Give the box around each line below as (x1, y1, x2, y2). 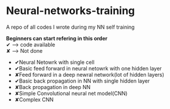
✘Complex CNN (14, 96, 54, 103)
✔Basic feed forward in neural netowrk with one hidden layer (14, 64, 162, 71)
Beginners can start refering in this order (6, 35, 108, 42)
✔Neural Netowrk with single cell (14, 59, 95, 66)
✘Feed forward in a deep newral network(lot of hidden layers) (14, 71, 165, 78)
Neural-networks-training (6, 4, 135, 18)
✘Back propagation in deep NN (14, 83, 91, 90)
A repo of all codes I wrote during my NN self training (6, 23, 135, 30)
